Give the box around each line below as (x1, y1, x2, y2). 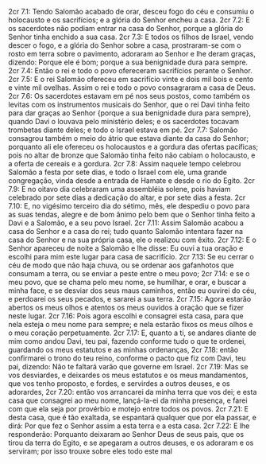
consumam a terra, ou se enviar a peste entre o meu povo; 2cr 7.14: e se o (8, 269, 250, 278)
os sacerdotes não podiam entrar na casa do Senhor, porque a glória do (8, 24, 244, 33)
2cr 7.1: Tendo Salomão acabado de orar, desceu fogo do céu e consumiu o (8, 7, 255, 16)
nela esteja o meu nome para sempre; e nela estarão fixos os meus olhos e (8, 320, 253, 329)
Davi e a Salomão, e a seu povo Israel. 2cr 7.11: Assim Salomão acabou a (8, 218, 245, 228)
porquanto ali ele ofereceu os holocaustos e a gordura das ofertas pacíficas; (8, 142, 259, 151)
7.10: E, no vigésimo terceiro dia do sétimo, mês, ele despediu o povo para (8, 201, 250, 210)
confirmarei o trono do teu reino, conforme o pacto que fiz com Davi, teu (8, 353, 246, 363)
